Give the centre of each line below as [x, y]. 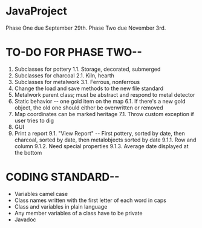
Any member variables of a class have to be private [78, 213]
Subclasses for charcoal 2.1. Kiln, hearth [64, 75]
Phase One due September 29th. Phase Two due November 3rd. [86, 28]
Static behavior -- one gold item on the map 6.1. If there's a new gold [100, 101]
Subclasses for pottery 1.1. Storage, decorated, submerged [87, 69]
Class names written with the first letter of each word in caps [90, 200]
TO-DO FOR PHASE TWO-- [74, 52]
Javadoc [25, 220]
